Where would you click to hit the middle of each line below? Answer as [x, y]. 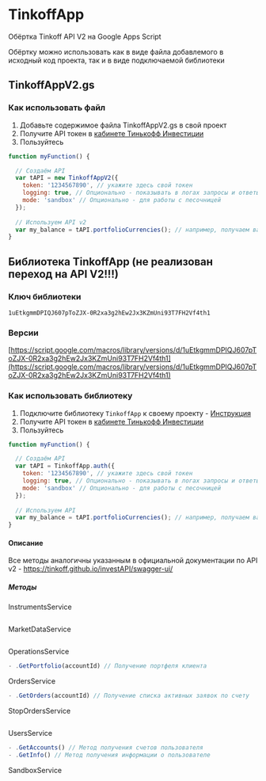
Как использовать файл [57, 108]
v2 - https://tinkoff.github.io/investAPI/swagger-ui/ [91, 569]
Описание [26, 543]
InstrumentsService [40, 607]
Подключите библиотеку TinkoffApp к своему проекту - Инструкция [135, 413]
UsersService [30, 733]
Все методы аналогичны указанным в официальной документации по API [133, 561]
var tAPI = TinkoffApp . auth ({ [65, 466]
